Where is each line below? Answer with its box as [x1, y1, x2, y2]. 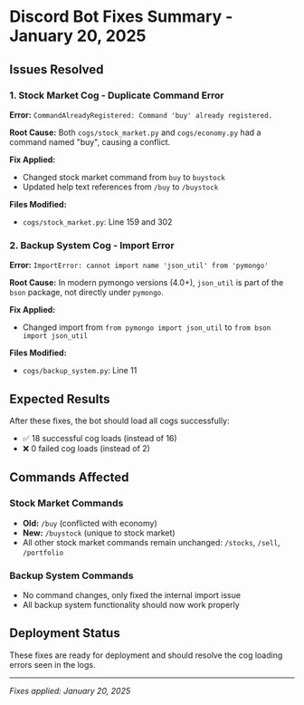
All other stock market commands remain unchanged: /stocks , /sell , [22, 536, 280, 547]
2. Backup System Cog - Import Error [9, 238, 175, 251]
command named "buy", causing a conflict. [9, 136, 171, 147]
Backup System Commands [9, 569, 134, 582]
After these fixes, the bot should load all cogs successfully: [9, 415, 230, 426]
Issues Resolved [9, 62, 104, 77]
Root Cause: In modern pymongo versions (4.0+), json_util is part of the [9, 277, 284, 288]
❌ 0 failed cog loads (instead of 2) [22, 442, 151, 454]
